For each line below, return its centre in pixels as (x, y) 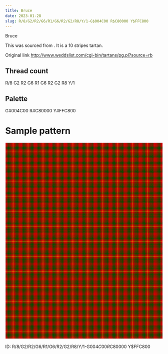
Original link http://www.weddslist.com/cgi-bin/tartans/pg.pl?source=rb (79, 55)
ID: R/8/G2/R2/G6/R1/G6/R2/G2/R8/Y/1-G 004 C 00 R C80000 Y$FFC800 (78, 347)
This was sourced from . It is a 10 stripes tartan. (54, 45)
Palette (16, 99)
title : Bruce (19, 10)
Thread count (27, 71)
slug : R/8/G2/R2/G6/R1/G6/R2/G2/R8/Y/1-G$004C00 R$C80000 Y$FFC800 (77, 21)
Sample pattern (38, 131)
